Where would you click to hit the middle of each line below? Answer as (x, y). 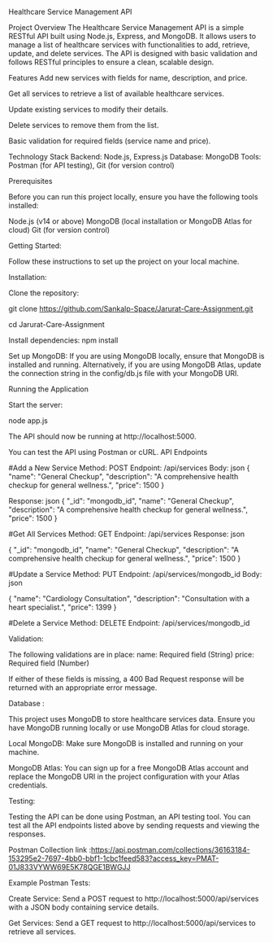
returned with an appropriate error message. (83, 688)
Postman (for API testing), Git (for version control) (91, 165)
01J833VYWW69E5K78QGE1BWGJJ (70, 867)
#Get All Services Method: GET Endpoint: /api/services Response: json (127, 534)
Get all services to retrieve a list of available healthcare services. (117, 94)
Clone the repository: (44, 293)
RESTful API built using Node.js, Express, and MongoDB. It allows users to (132, 36)
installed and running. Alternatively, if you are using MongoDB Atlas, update (135, 365)
